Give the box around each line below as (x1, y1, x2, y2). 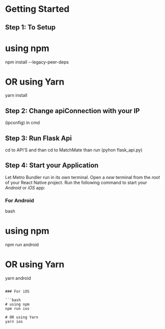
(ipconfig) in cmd (5, 120, 40, 126)
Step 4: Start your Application (5, 161, 99, 170)
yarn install (5, 92, 28, 98)
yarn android (5, 275, 31, 281)
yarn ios (5, 319, 23, 324)
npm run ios (5, 306, 30, 311)
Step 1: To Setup (5, 23, 56, 31)
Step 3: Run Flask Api (5, 134, 72, 142)
